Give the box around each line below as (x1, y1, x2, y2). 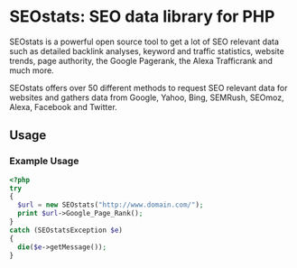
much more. (9, 65, 54, 76)
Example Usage (9, 155, 79, 168)
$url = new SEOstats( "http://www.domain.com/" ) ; (17, 200, 204, 209)
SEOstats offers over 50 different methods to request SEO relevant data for (9, 82, 288, 93)
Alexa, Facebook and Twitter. (9, 101, 117, 112)
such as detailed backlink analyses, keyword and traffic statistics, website (9, 45, 284, 56)
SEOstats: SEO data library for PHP (9, 6, 275, 27)
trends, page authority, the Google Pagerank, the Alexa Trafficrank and (9, 55, 273, 66)
